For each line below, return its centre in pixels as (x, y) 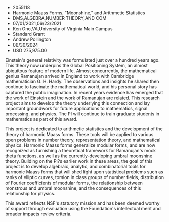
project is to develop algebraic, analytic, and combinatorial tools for (75, 167)
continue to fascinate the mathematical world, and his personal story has (81, 87)
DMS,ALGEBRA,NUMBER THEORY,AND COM (59, 18)
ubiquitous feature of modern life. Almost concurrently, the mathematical (81, 71)
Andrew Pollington (32, 39)
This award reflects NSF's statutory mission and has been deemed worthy (82, 203)
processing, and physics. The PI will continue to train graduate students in (82, 114)
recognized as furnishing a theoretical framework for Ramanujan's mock (80, 150)
